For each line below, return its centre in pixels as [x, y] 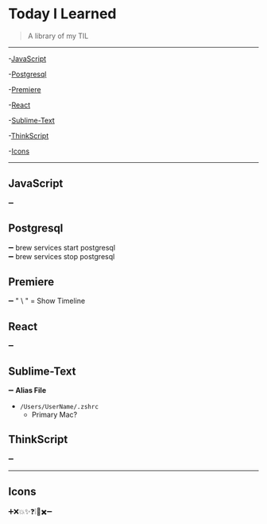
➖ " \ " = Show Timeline [47, 301]
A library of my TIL [58, 36]
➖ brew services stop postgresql [62, 256]
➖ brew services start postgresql [62, 247]
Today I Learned [62, 14]
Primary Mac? [54, 415]
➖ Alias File [27, 390]
